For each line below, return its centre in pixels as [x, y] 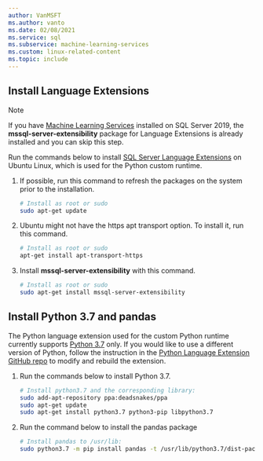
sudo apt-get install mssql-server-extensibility [102, 293]
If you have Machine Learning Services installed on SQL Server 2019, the [126, 125]
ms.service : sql [35, 37]
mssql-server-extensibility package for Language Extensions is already [126, 134]
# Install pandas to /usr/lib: [71, 442]
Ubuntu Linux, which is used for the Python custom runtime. [105, 165]
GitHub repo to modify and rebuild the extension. [87, 360]
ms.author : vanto [37, 23]
